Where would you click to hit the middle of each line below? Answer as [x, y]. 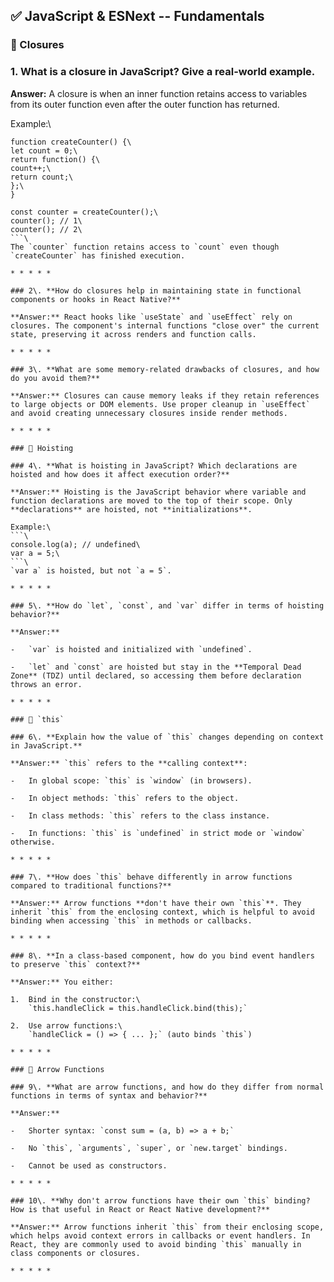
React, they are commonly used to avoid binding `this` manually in [156, 1244]
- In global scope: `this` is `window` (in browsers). [131, 780]
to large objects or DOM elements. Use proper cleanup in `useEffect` [160, 404]
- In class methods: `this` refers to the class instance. [140, 815]
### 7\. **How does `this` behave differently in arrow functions [151, 877]
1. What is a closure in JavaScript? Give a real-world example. [163, 72]
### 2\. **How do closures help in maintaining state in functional [156, 290]
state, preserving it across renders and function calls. [133, 334]
